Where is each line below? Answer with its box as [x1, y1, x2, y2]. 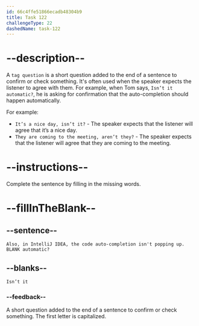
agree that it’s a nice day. [14, 127, 77, 134]
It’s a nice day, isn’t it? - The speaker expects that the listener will [14, 120, 193, 128]
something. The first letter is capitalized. [6, 313, 107, 320]
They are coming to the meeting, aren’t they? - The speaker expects [14, 133, 192, 140]
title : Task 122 [6, 14, 47, 20]
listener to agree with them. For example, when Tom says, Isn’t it [6, 84, 173, 91]
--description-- [6, 52, 86, 65]
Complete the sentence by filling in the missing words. [6, 180, 141, 188]
